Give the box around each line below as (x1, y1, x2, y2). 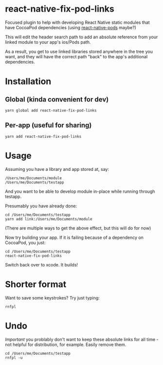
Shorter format (5, 279, 67, 290)
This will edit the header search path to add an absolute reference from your (5, 34, 158, 40)
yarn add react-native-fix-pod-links (5, 134, 82, 139)
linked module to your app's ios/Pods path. (5, 39, 91, 45)
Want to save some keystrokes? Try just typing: (5, 295, 100, 300)
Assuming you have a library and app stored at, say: (5, 166, 109, 172)
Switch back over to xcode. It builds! (5, 262, 78, 267)
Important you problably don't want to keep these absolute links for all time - (5, 336, 159, 342)
